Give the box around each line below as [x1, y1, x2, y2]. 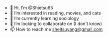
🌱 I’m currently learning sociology [9, 15, 79, 21]
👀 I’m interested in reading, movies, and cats [9, 10, 101, 16]
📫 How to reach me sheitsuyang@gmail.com [9, 26, 103, 32]
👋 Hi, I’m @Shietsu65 [9, 5, 53, 10]
